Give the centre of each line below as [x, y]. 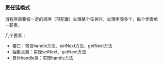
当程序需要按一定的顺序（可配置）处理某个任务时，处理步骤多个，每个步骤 [79, 19]
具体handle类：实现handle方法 [43, 58]
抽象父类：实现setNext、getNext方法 [49, 52]
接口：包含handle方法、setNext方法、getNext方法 [62, 46]
